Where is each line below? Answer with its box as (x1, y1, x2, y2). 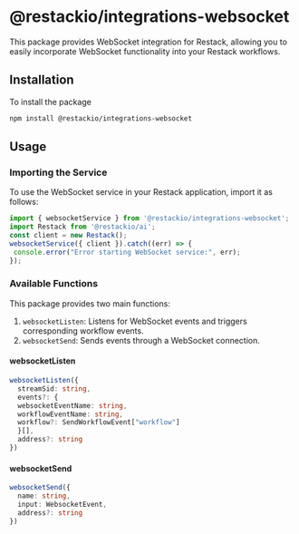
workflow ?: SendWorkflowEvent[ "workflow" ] (17, 418, 180, 427)
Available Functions (9, 277, 98, 290)
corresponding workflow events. (22, 325, 144, 336)
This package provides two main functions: (9, 297, 170, 309)
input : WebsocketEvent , (17, 500, 107, 509)
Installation (9, 73, 74, 88)
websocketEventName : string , (17, 401, 128, 410)
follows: (9, 197, 39, 208)
